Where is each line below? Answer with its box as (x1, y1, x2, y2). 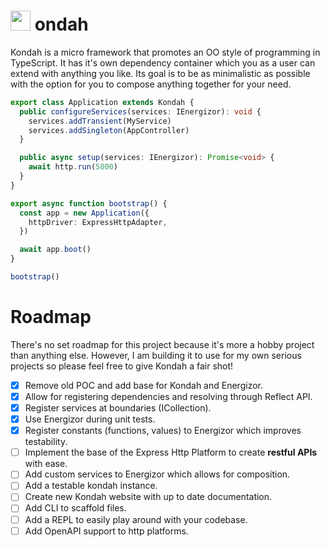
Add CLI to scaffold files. (24, 502, 127, 514)
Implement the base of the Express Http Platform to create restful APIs (24, 446, 318, 459)
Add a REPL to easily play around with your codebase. (24, 513, 248, 525)
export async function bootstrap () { (10, 198, 168, 209)
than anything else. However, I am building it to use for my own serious (10, 349, 302, 361)
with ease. (24, 458, 68, 470)
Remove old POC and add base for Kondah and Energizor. (24, 379, 263, 391)
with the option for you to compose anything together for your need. (10, 78, 292, 90)
